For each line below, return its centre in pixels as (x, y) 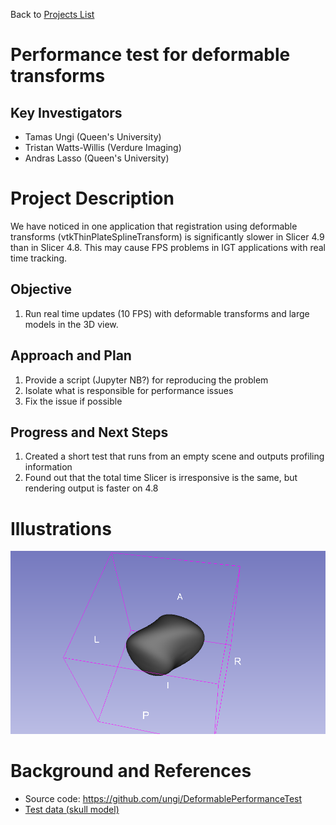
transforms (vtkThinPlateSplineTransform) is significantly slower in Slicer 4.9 (167, 236)
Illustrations (61, 528)
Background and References (131, 770)
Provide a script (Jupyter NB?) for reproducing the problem (146, 380)
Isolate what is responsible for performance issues (129, 390)
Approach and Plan (71, 355)
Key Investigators (66, 112)
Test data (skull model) (72, 809)
